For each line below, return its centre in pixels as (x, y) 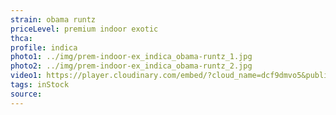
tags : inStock (40, 85)
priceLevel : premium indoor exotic (84, 29)
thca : (21, 38)
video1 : (26, 76)
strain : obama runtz (53, 19)
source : (26, 94)
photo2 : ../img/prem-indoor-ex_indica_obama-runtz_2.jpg (131, 66)
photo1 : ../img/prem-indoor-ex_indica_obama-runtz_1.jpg (131, 57)
